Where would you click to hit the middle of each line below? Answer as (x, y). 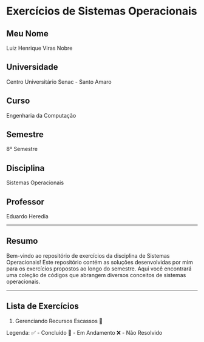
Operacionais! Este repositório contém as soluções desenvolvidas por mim (100, 262)
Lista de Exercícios (42, 307)
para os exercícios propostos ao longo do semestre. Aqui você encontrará (99, 269)
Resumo (22, 241)
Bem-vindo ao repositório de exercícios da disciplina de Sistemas (88, 255)
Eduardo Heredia (27, 216)
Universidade (32, 67)
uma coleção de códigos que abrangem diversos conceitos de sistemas (96, 275)
